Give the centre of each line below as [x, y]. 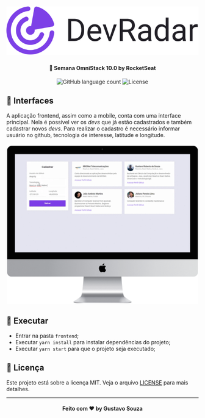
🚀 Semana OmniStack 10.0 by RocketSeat [103, 68]
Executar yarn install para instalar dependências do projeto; [93, 342]
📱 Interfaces [30, 101]
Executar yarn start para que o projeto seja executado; [85, 349]
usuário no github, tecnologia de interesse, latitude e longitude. [86, 135]
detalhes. [18, 389]
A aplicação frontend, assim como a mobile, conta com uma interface [94, 115]
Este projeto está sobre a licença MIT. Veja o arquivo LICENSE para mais [97, 382]
